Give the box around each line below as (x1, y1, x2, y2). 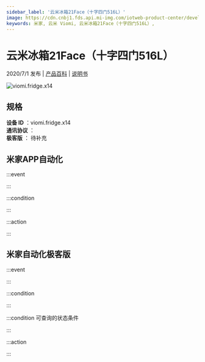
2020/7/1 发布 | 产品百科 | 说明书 (6, 70, 88, 77)
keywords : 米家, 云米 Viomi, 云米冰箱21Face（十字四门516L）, (6, 20, 155, 26)
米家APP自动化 (6, 154, 63, 164)
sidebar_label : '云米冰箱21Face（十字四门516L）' (6, 9, 126, 15)
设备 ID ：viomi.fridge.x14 (6, 119, 71, 126)
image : (6, 15, 23, 21)
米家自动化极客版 (6, 249, 71, 260)
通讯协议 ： (6, 127, 35, 134)
